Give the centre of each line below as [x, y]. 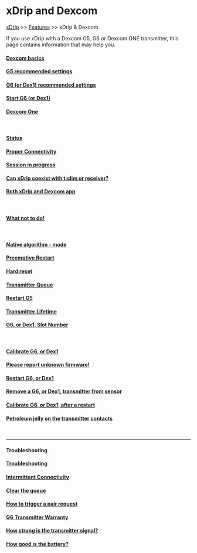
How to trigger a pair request [42, 504]
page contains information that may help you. [61, 45]
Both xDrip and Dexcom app [41, 192]
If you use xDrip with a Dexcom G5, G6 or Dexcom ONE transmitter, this [92, 38]
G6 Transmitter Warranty [37, 517]
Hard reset [19, 271]
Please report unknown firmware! [48, 365]
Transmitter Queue [30, 285]
